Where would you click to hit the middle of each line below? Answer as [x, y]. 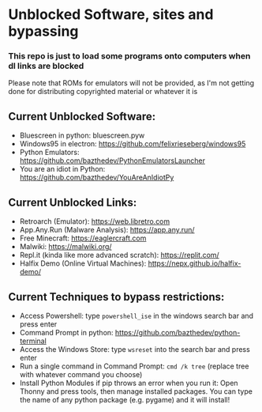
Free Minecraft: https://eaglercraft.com [83, 238]
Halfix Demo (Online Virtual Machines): [83, 263]
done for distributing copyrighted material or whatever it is [103, 92]
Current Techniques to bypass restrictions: [116, 297]
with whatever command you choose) [81, 374]
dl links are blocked [46, 66]
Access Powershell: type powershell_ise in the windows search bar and [137, 316]
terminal [33, 341]
